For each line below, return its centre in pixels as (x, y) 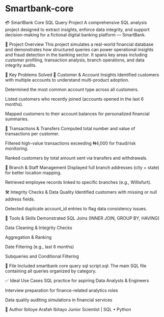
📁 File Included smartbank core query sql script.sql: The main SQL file (76, 265)
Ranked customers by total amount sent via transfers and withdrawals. (76, 158)
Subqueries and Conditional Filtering (42, 256)
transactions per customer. (32, 134)
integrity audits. (21, 65)
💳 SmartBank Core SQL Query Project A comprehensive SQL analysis (76, 22)
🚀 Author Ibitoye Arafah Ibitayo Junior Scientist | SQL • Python (68, 309)
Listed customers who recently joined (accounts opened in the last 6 (74, 99)
